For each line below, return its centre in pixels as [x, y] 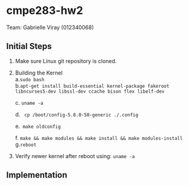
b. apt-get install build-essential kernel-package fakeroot [92, 85]
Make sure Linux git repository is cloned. [66, 61]
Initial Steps [29, 46]
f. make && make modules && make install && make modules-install [99, 138]
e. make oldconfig [38, 126]
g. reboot [26, 144]
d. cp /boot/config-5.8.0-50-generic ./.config [77, 114]
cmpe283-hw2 [45, 11]
